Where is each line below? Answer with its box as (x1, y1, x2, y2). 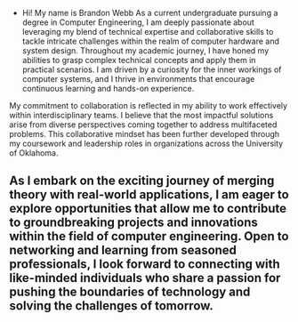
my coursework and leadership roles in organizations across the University (9, 138, 284, 149)
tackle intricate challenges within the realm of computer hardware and (21, 36, 280, 46)
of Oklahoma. (9, 148, 59, 158)
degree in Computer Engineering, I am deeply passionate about (21, 17, 255, 28)
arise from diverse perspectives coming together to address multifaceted (9, 119, 278, 130)
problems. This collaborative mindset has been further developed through (9, 129, 280, 139)
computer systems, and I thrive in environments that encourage (21, 74, 255, 84)
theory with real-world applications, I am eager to (9, 187, 289, 203)
